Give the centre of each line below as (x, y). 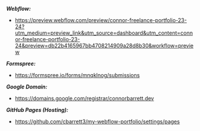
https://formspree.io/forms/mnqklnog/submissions (77, 75)
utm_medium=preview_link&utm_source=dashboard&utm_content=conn (104, 33)
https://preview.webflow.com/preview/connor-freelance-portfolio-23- (101, 20)
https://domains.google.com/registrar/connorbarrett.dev (84, 98)
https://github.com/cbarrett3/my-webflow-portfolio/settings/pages (97, 121)
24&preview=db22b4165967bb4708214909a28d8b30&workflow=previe (104, 45)
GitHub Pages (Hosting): (37, 110)
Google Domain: (27, 87)
